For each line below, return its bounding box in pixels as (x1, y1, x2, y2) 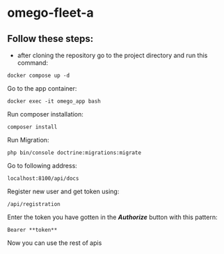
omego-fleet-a (7, 5, 94, 21)
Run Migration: (7, 136, 49, 144)
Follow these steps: (7, 33, 94, 45)
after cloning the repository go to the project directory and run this (17, 51, 208, 59)
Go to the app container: (7, 84, 77, 92)
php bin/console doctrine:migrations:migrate (7, 149, 141, 156)
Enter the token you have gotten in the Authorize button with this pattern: (7, 213, 218, 221)
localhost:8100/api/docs (7, 175, 79, 182)
